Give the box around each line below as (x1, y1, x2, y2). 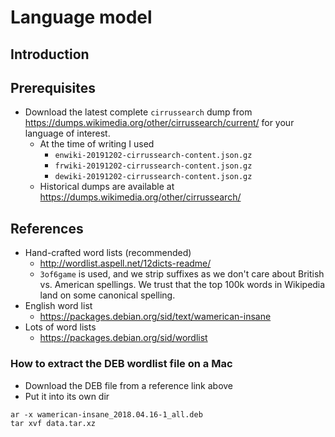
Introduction (10, 46, 90, 63)
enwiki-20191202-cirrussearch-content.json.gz (54, 151, 253, 161)
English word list (24, 300, 93, 312)
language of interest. (24, 127, 111, 140)
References (10, 220, 84, 237)
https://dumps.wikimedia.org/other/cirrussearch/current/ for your (24, 117, 295, 129)
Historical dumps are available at (39, 181, 175, 193)
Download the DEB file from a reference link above (24, 379, 234, 391)
